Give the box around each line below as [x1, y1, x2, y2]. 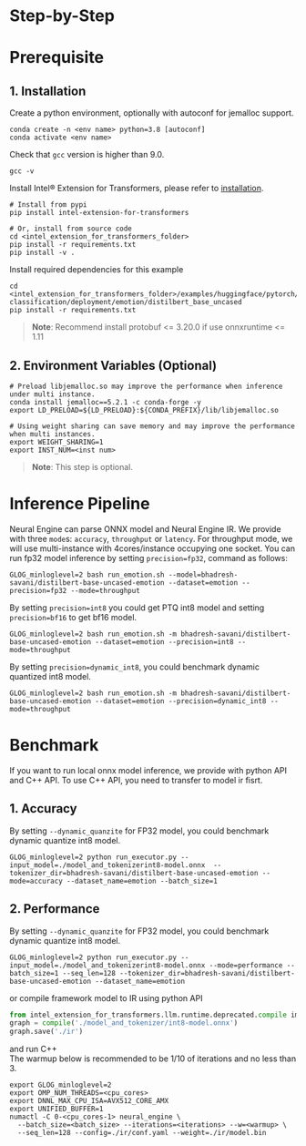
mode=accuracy [9, 876, 64, 885]
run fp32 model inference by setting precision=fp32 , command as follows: [9, 552, 289, 563]
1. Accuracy [9, 801, 77, 816]
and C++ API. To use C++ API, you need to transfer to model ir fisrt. [9, 774, 263, 785]
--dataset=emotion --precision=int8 [95, 637, 234, 647]
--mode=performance [209, 960, 283, 970]
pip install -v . [9, 248, 76, 258]
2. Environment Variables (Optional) [9, 357, 217, 373]
